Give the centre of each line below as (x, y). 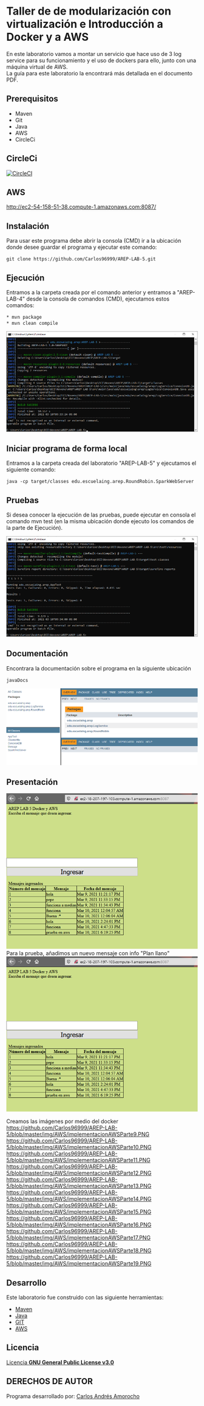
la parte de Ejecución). (34, 528)
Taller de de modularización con (89, 11)
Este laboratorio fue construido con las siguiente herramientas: (85, 1297)
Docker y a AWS (48, 37)
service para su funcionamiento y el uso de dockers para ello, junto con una (101, 60)
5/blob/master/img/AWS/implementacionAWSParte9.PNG (78, 1134)
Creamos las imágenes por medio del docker (62, 1121)
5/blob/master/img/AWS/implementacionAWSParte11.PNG (78, 1160)
